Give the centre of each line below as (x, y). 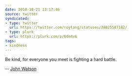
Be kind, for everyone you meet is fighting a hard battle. (61, 59)
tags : (10, 41)
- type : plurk (19, 32)
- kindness (16, 46)
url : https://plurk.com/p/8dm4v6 (43, 37)
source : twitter (21, 14)
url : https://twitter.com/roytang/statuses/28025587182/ (68, 28)
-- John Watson (21, 69)
